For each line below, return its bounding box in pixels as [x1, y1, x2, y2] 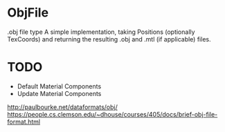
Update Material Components [17, 89, 102, 97]
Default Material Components [17, 82, 102, 91]
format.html [7, 117, 40, 126]
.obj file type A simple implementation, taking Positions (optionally [7, 28, 195, 36]
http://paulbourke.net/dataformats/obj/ [7, 102, 118, 111]
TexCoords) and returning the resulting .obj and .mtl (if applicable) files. [7, 35, 211, 43]
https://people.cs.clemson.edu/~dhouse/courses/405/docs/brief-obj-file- [7, 110, 218, 118]
